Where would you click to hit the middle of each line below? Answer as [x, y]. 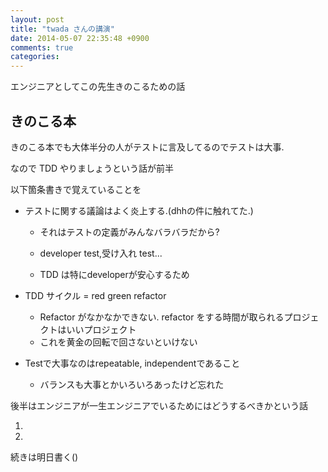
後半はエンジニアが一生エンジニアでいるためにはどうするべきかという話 [159, 405]
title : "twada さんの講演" [62, 29]
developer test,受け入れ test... [101, 253]
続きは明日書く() [44, 457]
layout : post [37, 19]
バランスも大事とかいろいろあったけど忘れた [132, 384]
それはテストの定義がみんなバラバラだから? [129, 232]
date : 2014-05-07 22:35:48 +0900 [80, 38]
